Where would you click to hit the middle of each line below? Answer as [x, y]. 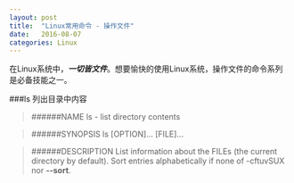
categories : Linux [43, 42]
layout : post [33, 17]
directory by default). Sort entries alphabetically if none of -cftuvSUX [158, 161]
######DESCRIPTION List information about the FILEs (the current [154, 152]
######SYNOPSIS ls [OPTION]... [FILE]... [107, 134]
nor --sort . [51, 171]
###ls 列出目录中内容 [48, 99]
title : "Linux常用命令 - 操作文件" [72, 26]
